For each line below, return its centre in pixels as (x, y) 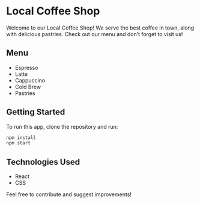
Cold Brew (28, 87)
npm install (21, 138)
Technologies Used (43, 162)
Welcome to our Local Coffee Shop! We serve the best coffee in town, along (100, 28)
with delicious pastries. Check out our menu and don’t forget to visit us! (95, 34)
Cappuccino (30, 80)
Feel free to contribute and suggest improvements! (69, 194)
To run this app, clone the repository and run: (62, 126)
